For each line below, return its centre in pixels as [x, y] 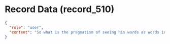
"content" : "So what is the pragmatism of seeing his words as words [84, 32]
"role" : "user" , [26, 27]
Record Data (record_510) [60, 9]
